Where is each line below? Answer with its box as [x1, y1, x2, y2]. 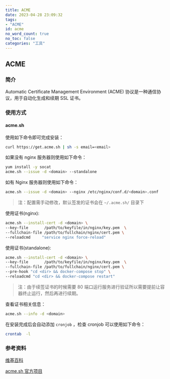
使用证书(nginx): [5, 210, 40, 217]
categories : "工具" [5, 41, 45, 46]
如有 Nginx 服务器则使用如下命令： [5, 179, 79, 185]
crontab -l [5, 331, 31, 336]
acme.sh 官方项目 [5, 368, 42, 374]
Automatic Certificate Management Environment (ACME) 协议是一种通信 [5, 89, 157, 95]
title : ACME [5, 7, 31, 13]
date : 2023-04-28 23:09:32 [5, 12, 63, 17]
